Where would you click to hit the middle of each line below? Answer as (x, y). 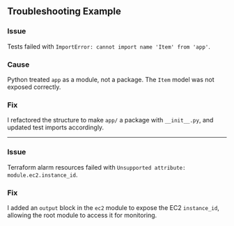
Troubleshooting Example (64, 11)
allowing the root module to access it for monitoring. (82, 215)
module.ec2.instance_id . (42, 175)
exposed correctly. (34, 87)
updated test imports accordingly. (56, 127)
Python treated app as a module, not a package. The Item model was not (111, 79)
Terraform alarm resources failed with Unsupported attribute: (96, 167)
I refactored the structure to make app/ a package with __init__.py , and (110, 120)
